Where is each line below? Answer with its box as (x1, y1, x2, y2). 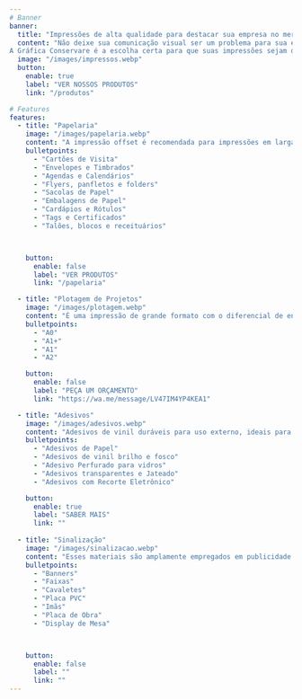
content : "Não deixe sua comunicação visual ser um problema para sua (17, 38, 288, 48)
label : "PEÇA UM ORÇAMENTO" (32, 386, 139, 395)
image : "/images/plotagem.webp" (25, 303, 147, 313)
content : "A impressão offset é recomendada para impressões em (25, 138, 271, 147)
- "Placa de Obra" (32, 610, 102, 620)
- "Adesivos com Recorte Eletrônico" (32, 477, 175, 486)
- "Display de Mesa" (32, 619, 111, 628)
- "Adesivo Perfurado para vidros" (32, 461, 167, 470)
